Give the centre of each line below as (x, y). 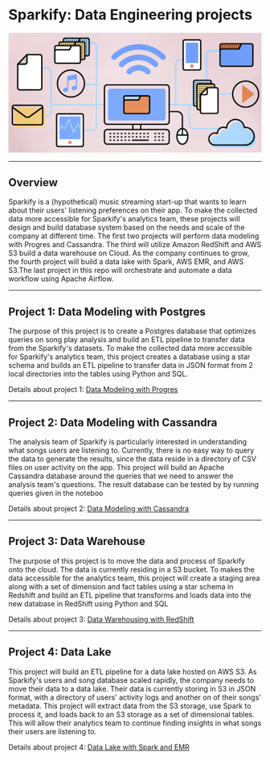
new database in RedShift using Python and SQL (88, 603)
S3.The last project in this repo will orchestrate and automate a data (120, 271)
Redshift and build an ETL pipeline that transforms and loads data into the (130, 595)
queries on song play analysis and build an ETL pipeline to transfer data (127, 340)
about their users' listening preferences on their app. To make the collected (133, 210)
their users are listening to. (53, 731)
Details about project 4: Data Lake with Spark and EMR (99, 747)
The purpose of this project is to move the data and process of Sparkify (127, 560)
